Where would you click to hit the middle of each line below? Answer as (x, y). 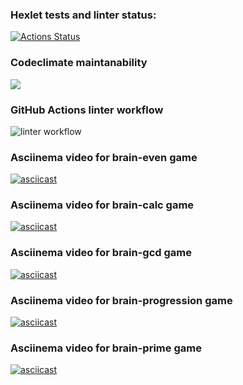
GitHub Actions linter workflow (87, 110)
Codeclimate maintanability (79, 63)
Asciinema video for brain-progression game (121, 300)
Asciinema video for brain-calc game (102, 205)
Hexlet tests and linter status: (83, 15)
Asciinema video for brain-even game (104, 157)
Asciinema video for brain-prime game (106, 348)
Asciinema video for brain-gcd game (101, 253)
